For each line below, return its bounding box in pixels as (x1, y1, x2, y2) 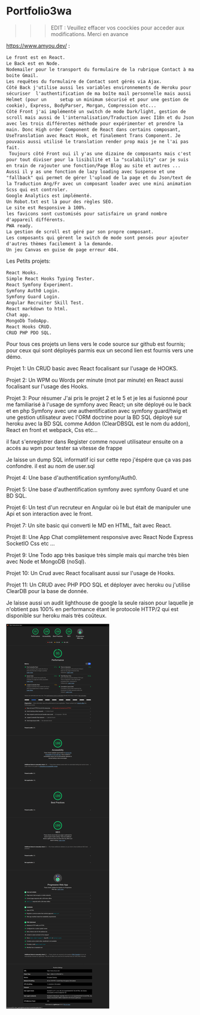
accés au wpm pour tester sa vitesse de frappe (6, 444, 123, 451)
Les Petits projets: (6, 257, 51, 264)
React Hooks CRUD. (6, 323, 52, 330)
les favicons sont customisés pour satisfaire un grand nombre (6, 210, 168, 217)
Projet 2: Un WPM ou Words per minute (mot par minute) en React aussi (6, 376, 184, 383)
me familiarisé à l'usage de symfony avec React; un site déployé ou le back (6, 401, 192, 408)
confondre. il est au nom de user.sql (6, 462, 95, 469)
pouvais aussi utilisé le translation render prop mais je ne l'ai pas (6, 138, 189, 145)
